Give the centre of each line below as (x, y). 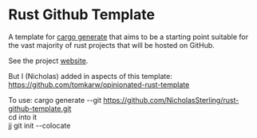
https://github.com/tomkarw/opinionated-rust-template (99, 85)
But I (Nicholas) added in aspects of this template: (91, 76)
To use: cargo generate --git (55, 100)
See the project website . (48, 61)
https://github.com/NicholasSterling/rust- (171, 100)
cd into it (23, 116)
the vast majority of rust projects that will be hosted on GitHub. (112, 45)
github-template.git (40, 108)
